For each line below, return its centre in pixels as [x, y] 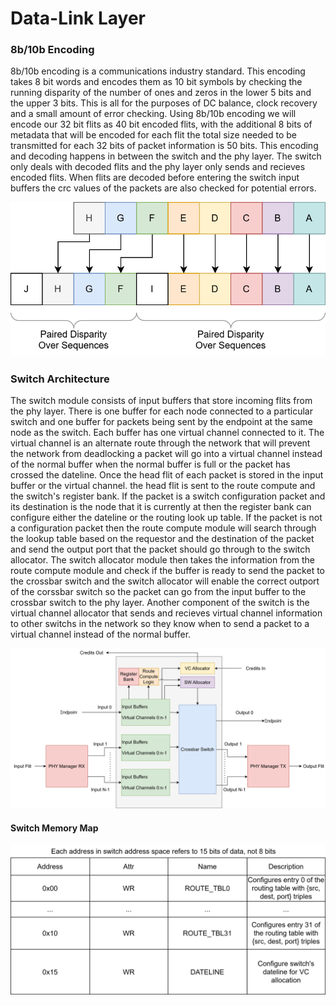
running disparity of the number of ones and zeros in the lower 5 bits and [161, 93]
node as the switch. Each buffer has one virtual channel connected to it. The [167, 433]
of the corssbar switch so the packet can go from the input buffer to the [158, 592]
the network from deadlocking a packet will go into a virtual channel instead [166, 454]
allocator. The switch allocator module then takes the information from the [163, 560]
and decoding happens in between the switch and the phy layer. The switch [166, 156]
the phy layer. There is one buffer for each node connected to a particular [162, 411]
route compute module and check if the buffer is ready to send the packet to [167, 571]
